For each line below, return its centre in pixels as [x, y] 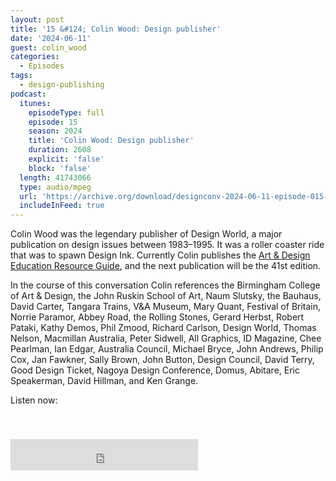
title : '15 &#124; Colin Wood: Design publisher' [116, 29]
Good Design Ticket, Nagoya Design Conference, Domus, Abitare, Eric [155, 370]
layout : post [37, 19]
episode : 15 [53, 122]
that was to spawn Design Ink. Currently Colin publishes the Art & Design [160, 255]
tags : [21, 76]
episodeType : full [66, 112]
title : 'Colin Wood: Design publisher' [111, 141]
